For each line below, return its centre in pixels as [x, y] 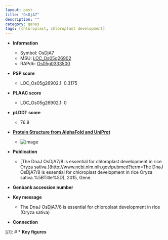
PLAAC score [27, 93]
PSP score [24, 73]
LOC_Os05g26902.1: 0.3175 [49, 83]
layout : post [19, 10]
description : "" [22, 19]
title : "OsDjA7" [22, 15]
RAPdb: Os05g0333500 [45, 64]
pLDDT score [27, 113]
